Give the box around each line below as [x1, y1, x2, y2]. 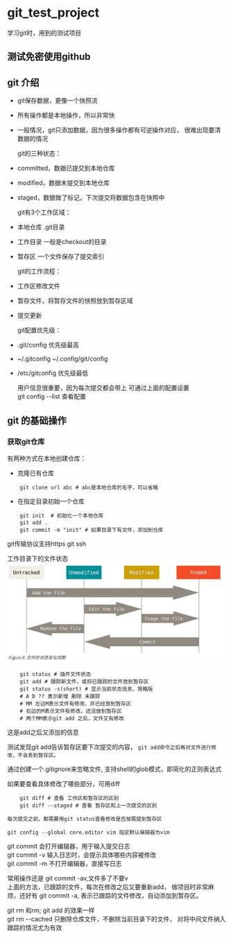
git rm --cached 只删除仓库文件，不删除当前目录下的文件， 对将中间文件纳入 [7, 915, 226, 923]
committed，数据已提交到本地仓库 [17, 164, 115, 173]
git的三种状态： [17, 149, 62, 157]
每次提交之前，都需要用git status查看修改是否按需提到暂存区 [7, 816, 162, 823]
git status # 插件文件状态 [19, 671, 92, 678]
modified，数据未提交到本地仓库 [17, 179, 110, 187]
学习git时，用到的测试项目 [7, 28, 82, 37]
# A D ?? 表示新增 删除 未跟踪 [19, 693, 101, 700]
